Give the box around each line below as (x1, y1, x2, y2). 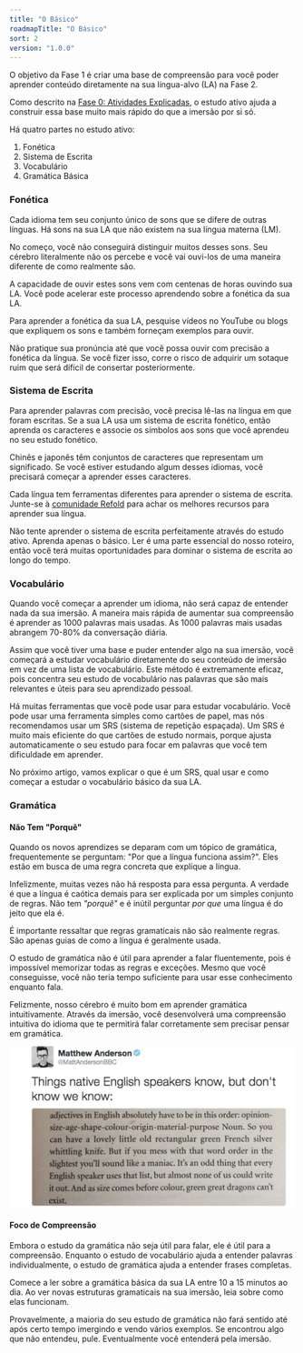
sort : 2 (9, 34, 39, 43)
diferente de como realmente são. (9, 260, 136, 272)
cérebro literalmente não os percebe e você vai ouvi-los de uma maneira (9, 251, 281, 262)
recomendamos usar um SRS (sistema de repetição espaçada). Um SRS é (9, 720, 286, 731)
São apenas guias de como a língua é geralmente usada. (9, 935, 221, 946)
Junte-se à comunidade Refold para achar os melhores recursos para (9, 498, 269, 509)
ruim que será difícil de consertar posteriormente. (9, 362, 196, 373)
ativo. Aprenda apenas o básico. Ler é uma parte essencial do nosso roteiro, (9, 535, 295, 546)
